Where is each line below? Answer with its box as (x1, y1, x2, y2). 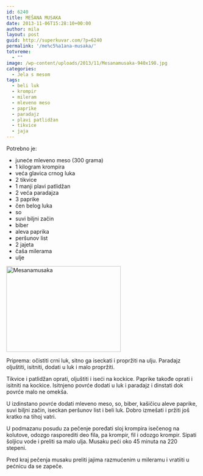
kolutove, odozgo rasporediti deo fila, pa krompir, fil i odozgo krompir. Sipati (6, 431, 197, 438)
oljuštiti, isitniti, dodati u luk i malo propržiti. (6, 364, 115, 370)
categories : (6, 65, 37, 72)
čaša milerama (15, 248, 52, 254)
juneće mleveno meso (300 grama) (15, 157, 104, 164)
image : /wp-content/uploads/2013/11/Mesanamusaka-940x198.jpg (6, 60, 168, 66)
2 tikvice (15, 176, 37, 183)
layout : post (6, 32, 40, 38)
